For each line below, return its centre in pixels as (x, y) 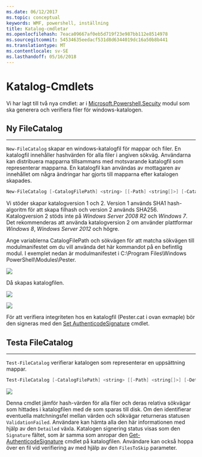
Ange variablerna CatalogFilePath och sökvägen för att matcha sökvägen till (100, 241)
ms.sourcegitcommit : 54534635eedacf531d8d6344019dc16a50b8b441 (87, 40)
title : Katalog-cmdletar (37, 29)
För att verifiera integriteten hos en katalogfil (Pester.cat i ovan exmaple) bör (101, 317)
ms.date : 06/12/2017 (32, 12)
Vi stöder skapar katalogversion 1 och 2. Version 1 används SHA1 (86, 203)
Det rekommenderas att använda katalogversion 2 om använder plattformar (99, 222)
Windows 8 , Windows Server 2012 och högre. (63, 229)
